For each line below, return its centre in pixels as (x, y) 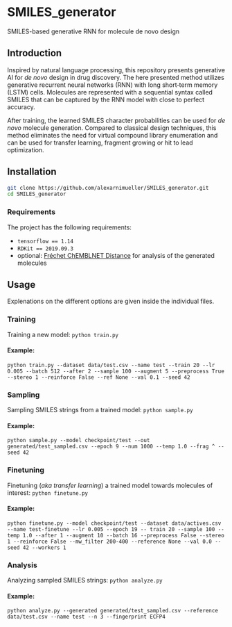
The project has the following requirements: (69, 227)
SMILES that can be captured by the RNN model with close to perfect (106, 99)
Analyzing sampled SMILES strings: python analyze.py (85, 580)
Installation (32, 172)
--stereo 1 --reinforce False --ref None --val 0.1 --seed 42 (99, 377)
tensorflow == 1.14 (45, 241)
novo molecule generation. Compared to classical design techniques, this (112, 128)
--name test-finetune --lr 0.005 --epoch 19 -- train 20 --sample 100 (111, 529)
